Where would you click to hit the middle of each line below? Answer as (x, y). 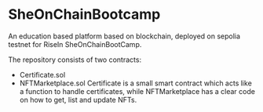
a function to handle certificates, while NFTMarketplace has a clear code (137, 91)
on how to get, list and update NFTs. (78, 99)
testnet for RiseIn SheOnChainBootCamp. (75, 44)
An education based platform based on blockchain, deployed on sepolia (124, 36)
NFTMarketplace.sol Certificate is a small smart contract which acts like (136, 83)
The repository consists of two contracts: (75, 60)
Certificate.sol (42, 74)
